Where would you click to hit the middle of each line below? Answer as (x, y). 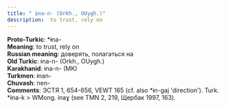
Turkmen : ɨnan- (30, 75)
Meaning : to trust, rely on (43, 46)
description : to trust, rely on (55, 20)
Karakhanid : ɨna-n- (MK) (42, 68)
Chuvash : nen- (29, 83)
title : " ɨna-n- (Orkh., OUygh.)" (57, 13)
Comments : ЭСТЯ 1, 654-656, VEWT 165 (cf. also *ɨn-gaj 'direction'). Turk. (113, 90)
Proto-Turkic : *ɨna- (34, 39)
